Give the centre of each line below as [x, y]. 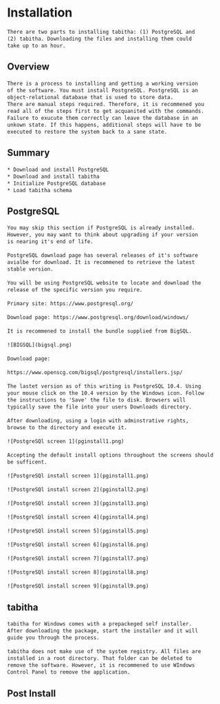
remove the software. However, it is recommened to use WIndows [101, 665]
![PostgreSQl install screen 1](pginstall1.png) [78, 476]
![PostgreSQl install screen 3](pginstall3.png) [78, 504]
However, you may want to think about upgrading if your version [102, 235]
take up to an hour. [37, 45]
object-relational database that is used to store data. [90, 97]
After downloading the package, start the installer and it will [102, 631]
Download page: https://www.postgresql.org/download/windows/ [98, 318]
